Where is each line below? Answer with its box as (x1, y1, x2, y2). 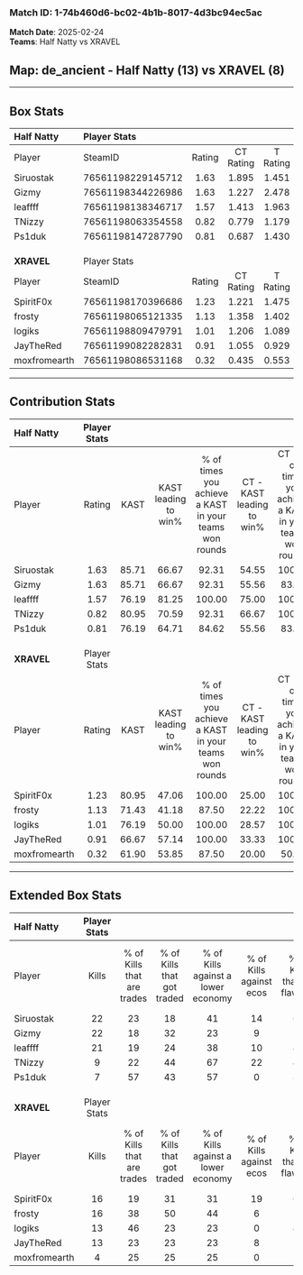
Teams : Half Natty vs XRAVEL (9, 36, 121, 47)
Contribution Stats (9, 394, 115, 409)
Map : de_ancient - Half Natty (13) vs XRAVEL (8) (9, 62, 286, 78)
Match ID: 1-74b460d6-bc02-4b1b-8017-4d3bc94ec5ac (9, 6, 263, 19)
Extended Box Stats (9, 888, 122, 904)
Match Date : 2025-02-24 (9, 27, 105, 38)
